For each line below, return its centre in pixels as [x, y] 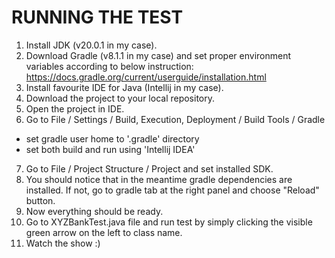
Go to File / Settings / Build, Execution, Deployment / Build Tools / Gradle [175, 119]
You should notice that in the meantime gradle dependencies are [159, 179]
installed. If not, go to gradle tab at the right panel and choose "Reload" [172, 190]
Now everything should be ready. [94, 211]
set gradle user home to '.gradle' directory [112, 138]
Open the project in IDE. [75, 108]
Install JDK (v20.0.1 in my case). [91, 45]
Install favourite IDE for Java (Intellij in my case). [124, 87]
